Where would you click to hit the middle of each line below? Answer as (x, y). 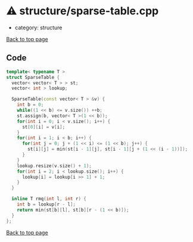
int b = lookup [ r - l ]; (46, 204)
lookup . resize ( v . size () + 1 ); (55, 166)
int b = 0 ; (30, 105)
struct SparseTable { (33, 77)
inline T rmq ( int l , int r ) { (49, 199)
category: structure (38, 27)
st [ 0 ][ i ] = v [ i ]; (43, 127)
